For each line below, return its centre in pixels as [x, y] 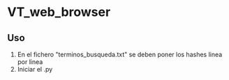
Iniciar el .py [35, 69]
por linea [30, 62]
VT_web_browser [59, 12]
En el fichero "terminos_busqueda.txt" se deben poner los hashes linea [120, 54]
